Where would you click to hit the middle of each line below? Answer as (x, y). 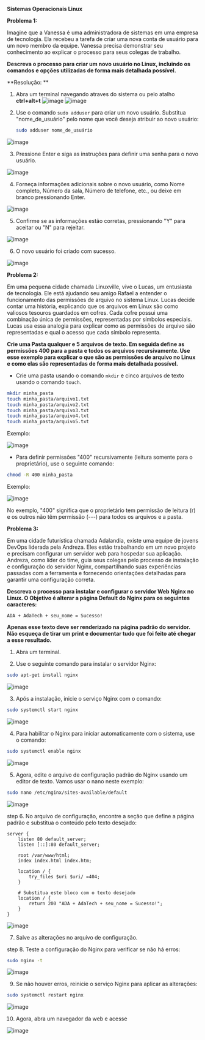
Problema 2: (23, 274)
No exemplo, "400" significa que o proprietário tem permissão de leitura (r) (101, 510)
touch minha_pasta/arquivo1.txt (48, 399)
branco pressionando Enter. (51, 197)
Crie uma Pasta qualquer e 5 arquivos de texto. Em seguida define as (96, 344)
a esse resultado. (29, 640)
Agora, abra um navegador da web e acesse (71, 1019)
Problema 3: (23, 529)
